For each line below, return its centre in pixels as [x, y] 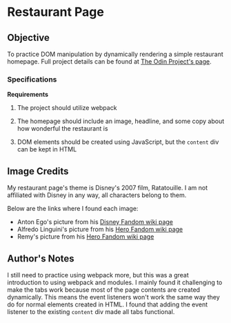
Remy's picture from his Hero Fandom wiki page [86, 237]
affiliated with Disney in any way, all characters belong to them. [97, 195]
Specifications [32, 79]
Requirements [28, 95]
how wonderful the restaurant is [62, 129]
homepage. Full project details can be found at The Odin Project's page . [109, 62]
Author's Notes [41, 258]
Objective [29, 38]
